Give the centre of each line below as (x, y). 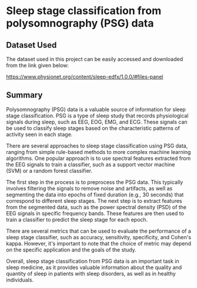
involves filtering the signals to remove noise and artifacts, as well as (89, 188)
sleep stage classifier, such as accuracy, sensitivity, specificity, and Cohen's (99, 237)
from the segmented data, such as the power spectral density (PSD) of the (96, 207)
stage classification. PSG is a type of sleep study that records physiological (97, 115)
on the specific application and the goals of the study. (71, 250)
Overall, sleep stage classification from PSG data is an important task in (93, 261)
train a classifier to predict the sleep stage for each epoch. (77, 219)
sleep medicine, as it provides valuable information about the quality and (94, 267)
